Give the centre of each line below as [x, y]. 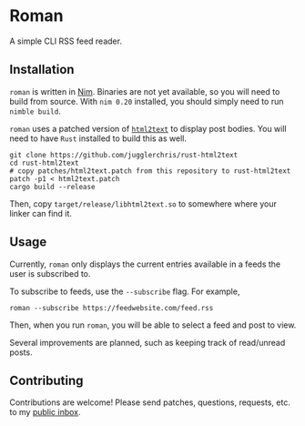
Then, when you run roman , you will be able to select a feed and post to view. [153, 325]
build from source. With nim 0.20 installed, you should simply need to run [147, 101]
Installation [42, 70]
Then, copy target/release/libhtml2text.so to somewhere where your [143, 203]
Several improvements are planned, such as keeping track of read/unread [147, 342]
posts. [21, 352]
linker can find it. [41, 213]
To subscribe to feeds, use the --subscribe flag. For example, [125, 291]
